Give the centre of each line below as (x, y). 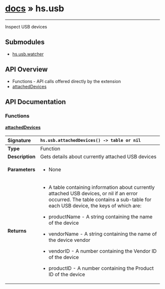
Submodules (25, 42)
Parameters (21, 170)
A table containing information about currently (101, 187)
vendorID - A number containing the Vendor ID (103, 251)
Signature (19, 140)
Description (22, 157)
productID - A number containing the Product (101, 268)
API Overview (27, 69)
